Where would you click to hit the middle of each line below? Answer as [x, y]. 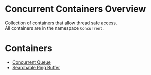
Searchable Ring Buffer [36, 67]
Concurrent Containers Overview [75, 9]
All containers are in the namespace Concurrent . [54, 28]
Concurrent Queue [32, 62]
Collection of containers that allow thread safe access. [61, 23]
